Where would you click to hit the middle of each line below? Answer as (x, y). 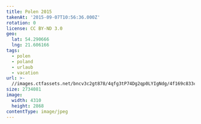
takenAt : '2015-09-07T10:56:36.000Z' (53, 17)
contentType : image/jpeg (37, 111)
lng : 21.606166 (31, 45)
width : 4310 (27, 100)
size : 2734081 (24, 89)
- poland (22, 61)
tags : (13, 51)
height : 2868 (28, 106)
